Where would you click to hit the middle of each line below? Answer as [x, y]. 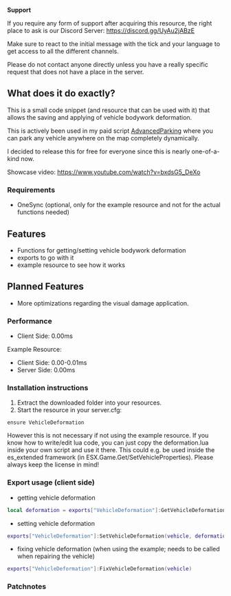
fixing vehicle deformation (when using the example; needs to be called [118, 549]
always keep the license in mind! [53, 465]
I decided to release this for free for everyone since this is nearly [99, 151]
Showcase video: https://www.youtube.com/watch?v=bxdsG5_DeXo [104, 172]
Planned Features [46, 287]
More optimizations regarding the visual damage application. [103, 303]
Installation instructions [48, 387]
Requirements [31, 190]
